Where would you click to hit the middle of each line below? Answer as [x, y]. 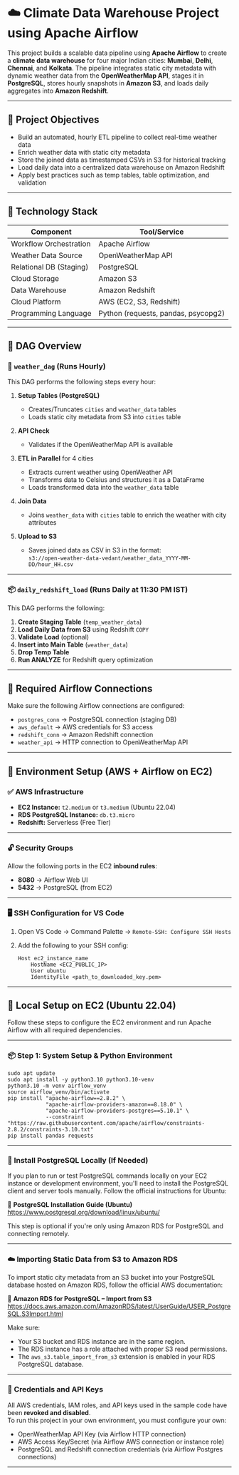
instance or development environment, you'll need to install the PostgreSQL [118, 1183]
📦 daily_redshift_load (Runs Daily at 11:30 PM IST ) [98, 590]
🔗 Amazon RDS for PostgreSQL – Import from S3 [80, 1299]
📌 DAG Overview [44, 346]
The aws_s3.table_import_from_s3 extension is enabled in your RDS [116, 1357]
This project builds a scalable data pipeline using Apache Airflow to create [117, 53]
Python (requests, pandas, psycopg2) [162, 313]
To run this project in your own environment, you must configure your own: [117, 1420]
